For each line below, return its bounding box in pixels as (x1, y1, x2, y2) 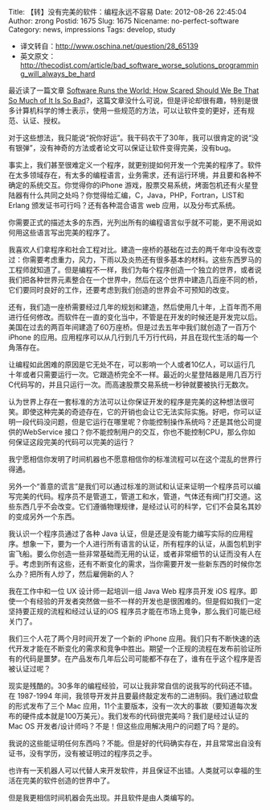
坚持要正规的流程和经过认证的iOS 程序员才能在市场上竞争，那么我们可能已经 (8, 607, 262, 616)
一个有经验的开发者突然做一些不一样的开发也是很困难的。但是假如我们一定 (14, 596, 262, 606)
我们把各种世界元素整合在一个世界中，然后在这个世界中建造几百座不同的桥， (8, 275, 262, 285)
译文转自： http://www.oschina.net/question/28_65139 (19, 41, 199, 51)
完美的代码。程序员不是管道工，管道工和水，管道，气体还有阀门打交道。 (14, 492, 255, 501)
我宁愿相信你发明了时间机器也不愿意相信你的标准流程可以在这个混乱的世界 (8, 455, 255, 463)
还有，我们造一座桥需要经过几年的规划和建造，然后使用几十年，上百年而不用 (8, 302, 262, 312)
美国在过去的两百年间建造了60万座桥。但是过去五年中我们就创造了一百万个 (8, 322, 257, 332)
